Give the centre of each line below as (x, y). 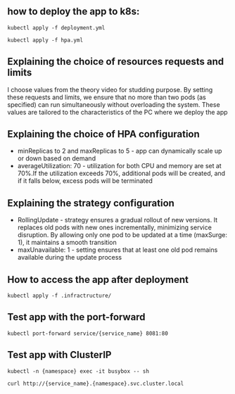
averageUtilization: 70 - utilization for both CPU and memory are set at (119, 166)
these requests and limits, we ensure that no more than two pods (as (107, 97)
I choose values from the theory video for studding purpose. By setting (110, 89)
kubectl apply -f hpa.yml (45, 40)
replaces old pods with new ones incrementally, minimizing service (115, 227)
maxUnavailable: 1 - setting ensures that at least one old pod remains (118, 250)
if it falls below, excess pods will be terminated (85, 181)
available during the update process (69, 258)
